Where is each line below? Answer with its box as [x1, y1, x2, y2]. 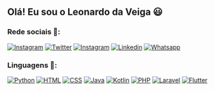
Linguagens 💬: [7, 60, 57, 69]
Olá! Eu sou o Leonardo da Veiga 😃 [7, 6, 163, 18]
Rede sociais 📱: [7, 27, 61, 37]
